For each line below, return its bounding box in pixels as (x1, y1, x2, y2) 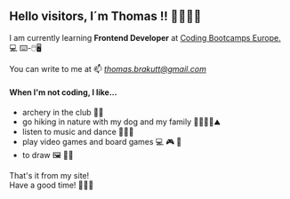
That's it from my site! (9, 171, 90, 181)
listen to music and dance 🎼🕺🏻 (21, 126, 134, 138)
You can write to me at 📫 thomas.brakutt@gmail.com (9, 63, 206, 74)
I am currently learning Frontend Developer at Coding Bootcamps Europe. (9, 32, 282, 43)
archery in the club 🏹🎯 (21, 107, 104, 118)
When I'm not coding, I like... (9, 87, 117, 98)
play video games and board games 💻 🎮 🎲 (21, 137, 182, 147)
